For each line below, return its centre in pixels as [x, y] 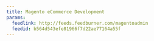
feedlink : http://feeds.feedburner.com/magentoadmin [80, 23]
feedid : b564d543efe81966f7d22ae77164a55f [66, 29]
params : [16, 17]
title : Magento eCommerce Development [55, 12]
